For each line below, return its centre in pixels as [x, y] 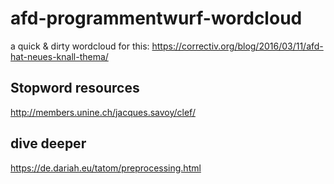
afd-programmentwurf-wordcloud [156, 18]
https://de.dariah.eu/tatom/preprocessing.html [106, 168]
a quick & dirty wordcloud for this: [80, 46]
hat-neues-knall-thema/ [59, 56]
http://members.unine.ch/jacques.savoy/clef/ [103, 112]
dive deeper [48, 143]
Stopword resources [75, 88]
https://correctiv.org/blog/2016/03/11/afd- [237, 46]
